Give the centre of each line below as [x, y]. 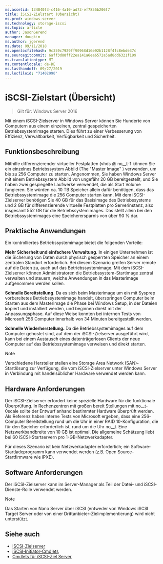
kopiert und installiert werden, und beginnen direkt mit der [63, 309]
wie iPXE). [44, 457]
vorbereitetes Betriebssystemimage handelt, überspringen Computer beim [80, 298]
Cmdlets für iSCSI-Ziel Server [42, 556]
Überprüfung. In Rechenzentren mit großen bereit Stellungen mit [70, 406]
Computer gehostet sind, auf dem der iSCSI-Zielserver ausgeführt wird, [77, 334]
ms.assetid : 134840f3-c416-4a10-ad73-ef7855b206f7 [58, 10]
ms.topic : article [24, 28]
